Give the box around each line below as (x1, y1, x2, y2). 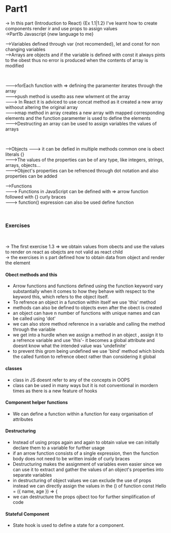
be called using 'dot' (12, 315, 56, 322)
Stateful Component (5, 510, 50, 517)
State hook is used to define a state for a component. (12, 522, 125, 528)
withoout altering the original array (5, 104, 78, 110)
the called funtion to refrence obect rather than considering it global (12, 354, 156, 360)
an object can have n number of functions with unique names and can (12, 310, 160, 316)
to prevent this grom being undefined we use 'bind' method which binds (12, 348, 165, 354)
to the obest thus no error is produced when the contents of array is (5, 57, 149, 63)
